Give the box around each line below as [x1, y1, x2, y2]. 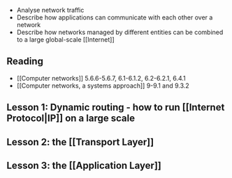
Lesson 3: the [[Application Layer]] [6, 159, 161, 171]
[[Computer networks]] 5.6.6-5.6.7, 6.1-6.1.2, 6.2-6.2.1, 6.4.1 [16, 74, 186, 82]
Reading [6, 56, 43, 67]
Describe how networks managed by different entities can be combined [16, 28, 224, 36]
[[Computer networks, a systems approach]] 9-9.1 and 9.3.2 [16, 81, 189, 90]
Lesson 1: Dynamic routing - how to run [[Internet [6, 102, 225, 113]
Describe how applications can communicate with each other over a [16, 13, 213, 22]
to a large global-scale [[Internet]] [16, 35, 115, 44]
